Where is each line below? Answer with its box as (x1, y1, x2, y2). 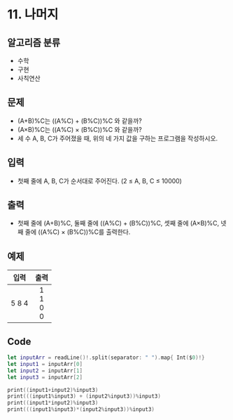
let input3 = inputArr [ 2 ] (7, 374, 83, 381)
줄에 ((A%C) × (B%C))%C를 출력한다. (24, 228, 131, 236)
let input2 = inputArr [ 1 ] (7, 367, 83, 374)
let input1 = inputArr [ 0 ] (7, 360, 83, 367)
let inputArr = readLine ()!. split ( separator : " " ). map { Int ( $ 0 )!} (7, 354, 205, 362)
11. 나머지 (7, 6, 59, 22)
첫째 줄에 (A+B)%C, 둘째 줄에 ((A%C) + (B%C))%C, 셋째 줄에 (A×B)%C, (17, 219, 220, 228)
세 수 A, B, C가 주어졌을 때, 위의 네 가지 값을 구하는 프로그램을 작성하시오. (17, 134, 218, 143)
